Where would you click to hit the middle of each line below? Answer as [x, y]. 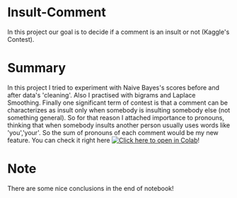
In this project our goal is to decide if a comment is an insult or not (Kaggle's [118, 32]
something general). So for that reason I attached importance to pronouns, [116, 117]
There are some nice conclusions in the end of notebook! [91, 188]
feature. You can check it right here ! [104, 140]
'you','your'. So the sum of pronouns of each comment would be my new [113, 132]
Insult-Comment [57, 12]
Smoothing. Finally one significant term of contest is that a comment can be [118, 103]
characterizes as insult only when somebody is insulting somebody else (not [119, 110]
